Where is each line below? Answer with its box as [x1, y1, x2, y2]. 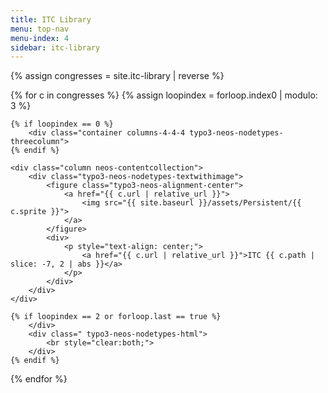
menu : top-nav [10, 24, 70, 34]
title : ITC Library [10, 14, 92, 25]
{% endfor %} [10, 373, 68, 385]
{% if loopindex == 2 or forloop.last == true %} [10, 312, 222, 322]
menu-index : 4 [10, 33, 70, 43]
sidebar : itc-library [10, 42, 101, 53]
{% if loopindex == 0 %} [10, 119, 114, 130]
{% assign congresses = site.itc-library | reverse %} [10, 70, 225, 82]
